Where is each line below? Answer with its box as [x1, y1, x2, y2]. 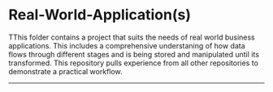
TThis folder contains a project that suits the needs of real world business [8, 32, 255, 42]
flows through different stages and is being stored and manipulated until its [8, 49, 260, 59]
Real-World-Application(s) [8, 6, 191, 24]
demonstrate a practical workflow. [8, 66, 123, 76]
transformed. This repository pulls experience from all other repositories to [8, 58, 258, 68]
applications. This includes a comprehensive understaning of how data [8, 40, 245, 50]
